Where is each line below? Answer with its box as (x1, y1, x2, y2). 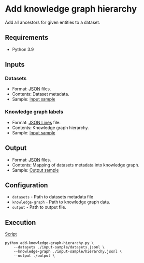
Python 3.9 (12, 46, 34, 52)
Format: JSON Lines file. (12, 119, 61, 125)
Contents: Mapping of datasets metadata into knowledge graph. (12, 162, 140, 168)
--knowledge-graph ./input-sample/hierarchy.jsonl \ (14, 249, 122, 254)
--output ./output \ (14, 253, 55, 258)
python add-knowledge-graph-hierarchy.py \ (5, 241, 94, 246)
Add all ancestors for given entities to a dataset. (5, 19, 101, 25)
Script (5, 231, 17, 237)
